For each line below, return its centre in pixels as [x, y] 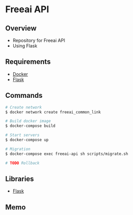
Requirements [28, 62]
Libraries [20, 179]
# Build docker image [28, 121]
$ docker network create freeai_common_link [53, 112]
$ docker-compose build [30, 126]
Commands [24, 96]
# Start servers [22, 135]
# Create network [24, 107]
